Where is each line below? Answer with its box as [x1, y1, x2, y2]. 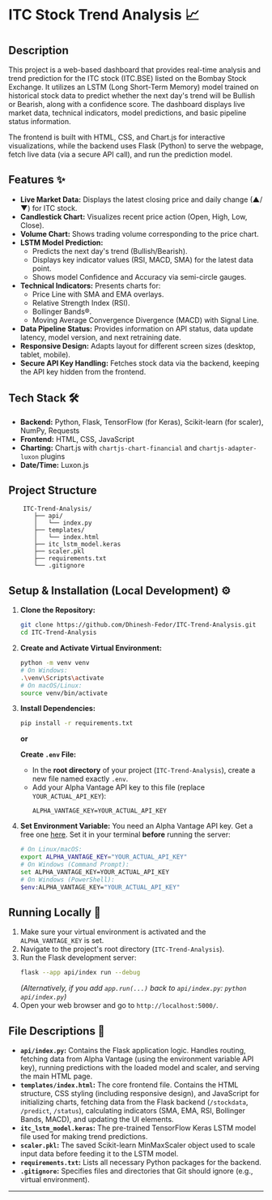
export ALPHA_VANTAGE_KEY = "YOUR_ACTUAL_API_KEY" [19, 853, 188, 861]
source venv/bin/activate [19, 689, 108, 697]
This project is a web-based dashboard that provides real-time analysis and [8, 65, 261, 75]
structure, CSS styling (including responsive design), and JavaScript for [19, 1089, 260, 1098]
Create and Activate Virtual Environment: [19, 643, 162, 653]
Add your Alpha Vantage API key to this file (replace [32, 782, 205, 792]
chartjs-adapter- [198, 444, 257, 452]
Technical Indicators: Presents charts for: [19, 281, 161, 290]
